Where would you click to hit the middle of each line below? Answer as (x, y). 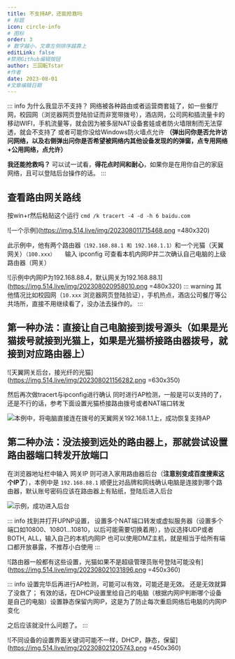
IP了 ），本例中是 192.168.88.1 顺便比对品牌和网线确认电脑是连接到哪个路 (117, 482)
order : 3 (20, 40)
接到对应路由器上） (49, 354)
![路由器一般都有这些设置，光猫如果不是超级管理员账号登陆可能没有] (106, 562)
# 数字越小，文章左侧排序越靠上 (47, 46)
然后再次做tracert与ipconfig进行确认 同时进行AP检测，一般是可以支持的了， (116, 394)
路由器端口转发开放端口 (58, 455)
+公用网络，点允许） (37, 150)
